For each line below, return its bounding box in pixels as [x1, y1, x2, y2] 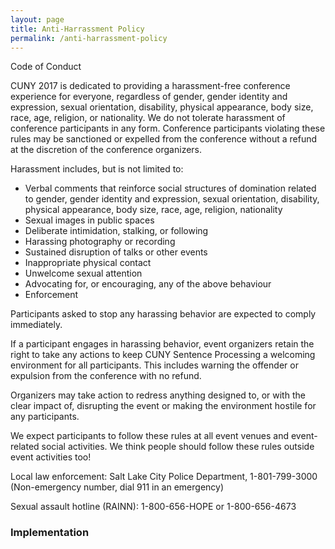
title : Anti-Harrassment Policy [10, 24, 145, 34]
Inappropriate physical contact [24, 257, 152, 269]
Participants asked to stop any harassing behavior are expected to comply [10, 308, 317, 320]
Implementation [10, 526, 90, 540]
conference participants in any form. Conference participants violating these [10, 122, 326, 135]
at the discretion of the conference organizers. [10, 144, 203, 156]
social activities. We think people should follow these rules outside [41, 441, 315, 453]
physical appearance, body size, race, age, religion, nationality [24, 204, 283, 216]
